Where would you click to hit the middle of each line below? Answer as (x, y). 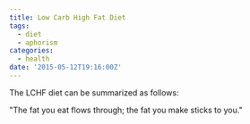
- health (34, 59)
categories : (31, 51)
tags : (19, 26)
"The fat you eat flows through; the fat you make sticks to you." (126, 110)
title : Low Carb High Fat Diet (68, 17)
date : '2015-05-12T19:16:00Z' (66, 68)
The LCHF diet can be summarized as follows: (94, 92)
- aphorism (38, 42)
